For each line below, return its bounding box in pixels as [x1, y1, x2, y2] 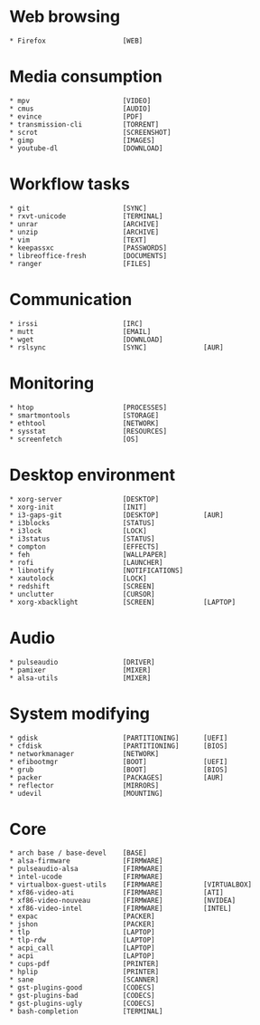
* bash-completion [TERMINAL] [9, 1007, 164, 1016]
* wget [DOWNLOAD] [9, 335, 164, 344]
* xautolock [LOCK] [9, 573, 147, 583]
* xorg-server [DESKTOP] [9, 494, 160, 503]
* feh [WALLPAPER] [9, 550, 168, 559]
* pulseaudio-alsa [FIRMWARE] [9, 865, 164, 874]
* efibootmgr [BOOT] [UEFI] [9, 757, 228, 766]
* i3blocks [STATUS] [9, 518, 155, 527]
